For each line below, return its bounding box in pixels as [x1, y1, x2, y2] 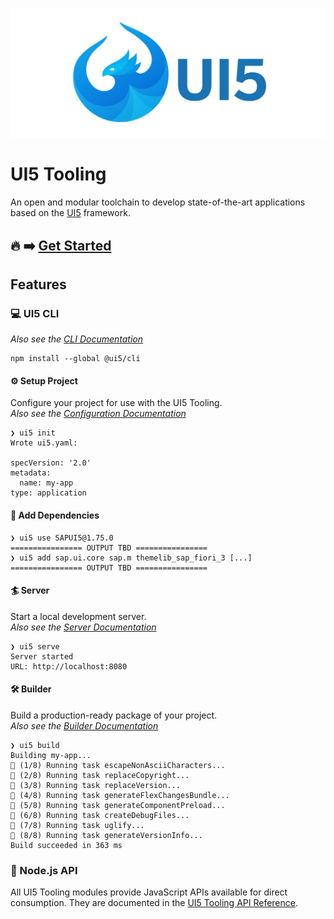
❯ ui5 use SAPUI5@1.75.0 [10, 533, 114, 543]
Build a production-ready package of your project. [10, 709, 218, 722]
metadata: [10, 468, 52, 478]
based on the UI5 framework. [10, 207, 131, 219]
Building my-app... [10, 751, 92, 761]
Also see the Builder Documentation [10, 720, 159, 732]
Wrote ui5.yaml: [10, 438, 78, 448]
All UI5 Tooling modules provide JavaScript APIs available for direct [10, 886, 288, 898]
